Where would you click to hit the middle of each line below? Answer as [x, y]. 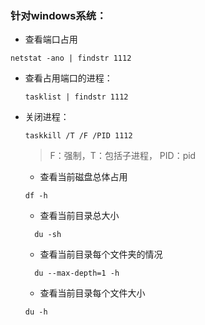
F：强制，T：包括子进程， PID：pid [123, 156]
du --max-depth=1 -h [77, 273]
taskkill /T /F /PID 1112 [78, 136]
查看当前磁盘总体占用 [83, 177]
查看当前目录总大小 [79, 216]
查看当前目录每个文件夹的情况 [101, 254]
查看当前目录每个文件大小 [92, 293]
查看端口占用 [51, 39]
